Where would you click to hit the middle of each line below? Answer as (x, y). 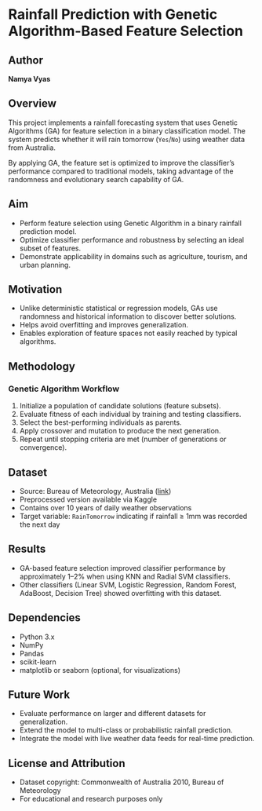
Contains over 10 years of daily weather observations (106, 507)
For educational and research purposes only (91, 799)
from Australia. (32, 148)
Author (25, 60)
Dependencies (44, 618)
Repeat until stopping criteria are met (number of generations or (123, 439)
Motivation (35, 289)
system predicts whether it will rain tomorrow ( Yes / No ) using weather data (127, 139)
